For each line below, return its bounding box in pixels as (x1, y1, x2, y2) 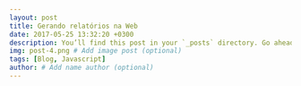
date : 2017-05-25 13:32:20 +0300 (9, 30, 134, 39)
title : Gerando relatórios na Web (9, 21, 139, 30)
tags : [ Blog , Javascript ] (9, 55, 106, 64)
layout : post (9, 13, 58, 22)
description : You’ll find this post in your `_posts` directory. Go (9, 38, 271, 47)
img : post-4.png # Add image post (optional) (9, 47, 182, 56)
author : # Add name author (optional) (9, 64, 154, 73)
